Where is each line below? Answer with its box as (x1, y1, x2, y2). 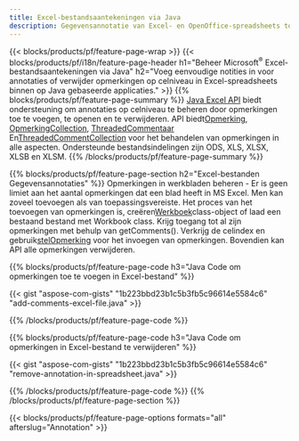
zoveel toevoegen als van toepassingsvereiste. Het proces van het (9, 197, 253, 208)
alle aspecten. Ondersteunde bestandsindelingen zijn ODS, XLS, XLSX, (9, 142, 269, 152)
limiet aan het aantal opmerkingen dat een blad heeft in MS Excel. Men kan (9, 188, 283, 199)
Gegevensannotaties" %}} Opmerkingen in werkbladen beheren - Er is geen (9, 178, 288, 189)
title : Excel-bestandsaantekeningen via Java (9, 12, 181, 22)
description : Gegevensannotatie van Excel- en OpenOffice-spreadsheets (9, 21, 280, 30)
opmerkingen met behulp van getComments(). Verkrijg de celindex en (9, 225, 265, 236)
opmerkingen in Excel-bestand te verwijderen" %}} (9, 342, 198, 353)
